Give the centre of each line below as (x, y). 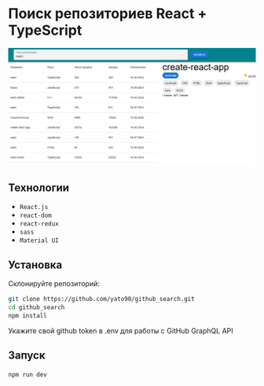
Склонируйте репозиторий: (54, 284)
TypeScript (45, 30)
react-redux (39, 224)
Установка (35, 265)
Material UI (39, 241)
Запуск (27, 356)
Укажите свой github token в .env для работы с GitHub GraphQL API (121, 330)
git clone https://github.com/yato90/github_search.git (101, 300)
